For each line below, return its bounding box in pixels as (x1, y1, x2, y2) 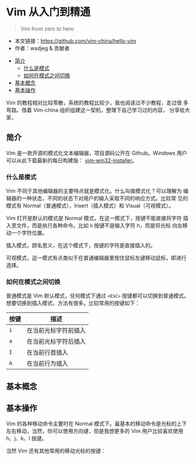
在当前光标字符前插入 (26, 326, 87, 335)
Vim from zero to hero (20, 25, 74, 32)
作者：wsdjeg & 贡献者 (14, 45, 70, 52)
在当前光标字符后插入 (26, 338, 87, 346)
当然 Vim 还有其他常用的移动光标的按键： (6, 447, 107, 454)
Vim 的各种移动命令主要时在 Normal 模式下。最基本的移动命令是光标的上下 (6, 420, 187, 427)
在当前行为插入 (26, 359, 69, 368)
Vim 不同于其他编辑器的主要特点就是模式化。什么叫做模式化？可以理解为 (6, 188, 182, 195)
